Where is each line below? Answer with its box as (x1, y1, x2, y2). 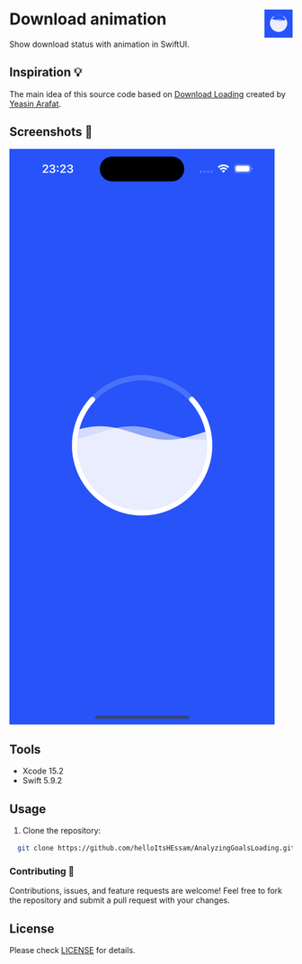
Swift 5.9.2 (22, 775, 63, 786)
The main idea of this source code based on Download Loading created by (9, 88, 286, 99)
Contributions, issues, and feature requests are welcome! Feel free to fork (9, 886, 283, 897)
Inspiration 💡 (9, 65, 83, 80)
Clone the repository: (22, 826, 102, 836)
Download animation (9, 9, 167, 30)
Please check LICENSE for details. (9, 945, 137, 956)
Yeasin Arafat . (9, 98, 61, 109)
